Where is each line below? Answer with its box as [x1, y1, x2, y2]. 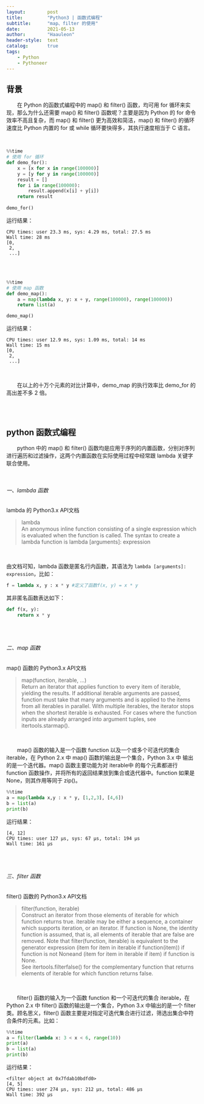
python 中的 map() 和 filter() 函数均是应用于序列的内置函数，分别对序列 [17, 445, 195, 451]
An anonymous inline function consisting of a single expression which [21, 525, 197, 532]
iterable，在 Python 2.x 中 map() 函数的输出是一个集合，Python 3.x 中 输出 [6, 754, 194, 761]
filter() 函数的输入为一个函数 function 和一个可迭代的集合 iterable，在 [17, 994, 190, 1001]
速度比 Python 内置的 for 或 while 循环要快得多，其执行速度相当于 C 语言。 [6, 124, 194, 132]
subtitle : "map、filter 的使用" [6, 20, 99, 26]
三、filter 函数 [6, 873, 41, 880]
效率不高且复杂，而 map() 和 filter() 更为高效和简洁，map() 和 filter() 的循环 [6, 116, 195, 124]
